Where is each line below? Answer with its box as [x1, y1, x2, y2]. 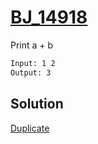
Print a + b [10, 39, 54, 51]
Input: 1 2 [10, 58, 56, 68]
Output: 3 [10, 67, 52, 78]
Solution [10, 96, 64, 113]
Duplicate [10, 122, 50, 134]
